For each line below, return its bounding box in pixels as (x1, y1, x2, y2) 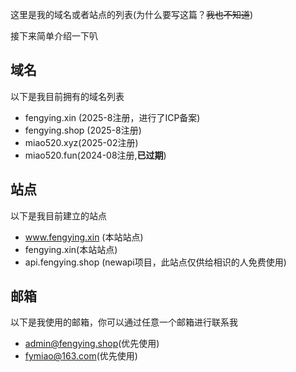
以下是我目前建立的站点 (10, 209, 107, 222)
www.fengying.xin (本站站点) (24, 231, 144, 243)
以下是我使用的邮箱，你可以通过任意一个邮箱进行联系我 (10, 316, 238, 328)
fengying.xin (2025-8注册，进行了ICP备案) (24, 111, 201, 123)
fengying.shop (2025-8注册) (24, 124, 142, 136)
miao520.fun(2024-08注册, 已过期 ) (24, 149, 167, 161)
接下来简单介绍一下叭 (10, 30, 98, 42)
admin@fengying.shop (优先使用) (24, 338, 160, 350)
